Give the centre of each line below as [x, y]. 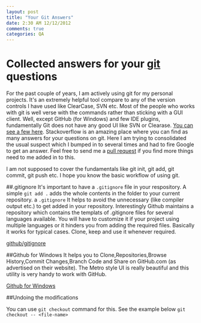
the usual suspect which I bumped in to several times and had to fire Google [100, 144]
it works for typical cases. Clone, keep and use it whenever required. [91, 232]
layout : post [22, 12]
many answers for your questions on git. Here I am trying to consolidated [97, 138]
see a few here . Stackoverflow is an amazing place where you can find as [97, 132]
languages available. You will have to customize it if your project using [93, 219]
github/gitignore [26, 244]
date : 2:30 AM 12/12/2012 [38, 23]
